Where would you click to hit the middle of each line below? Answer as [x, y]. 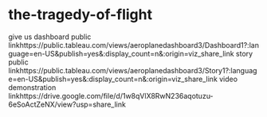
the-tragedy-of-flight [80, 15]
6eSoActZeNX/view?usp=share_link [67, 104]
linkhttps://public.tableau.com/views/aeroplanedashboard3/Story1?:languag [133, 70]
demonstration [32, 87]
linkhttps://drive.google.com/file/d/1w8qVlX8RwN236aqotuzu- [111, 96]
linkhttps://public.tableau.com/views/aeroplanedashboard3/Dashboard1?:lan [133, 45]
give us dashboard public [50, 37]
